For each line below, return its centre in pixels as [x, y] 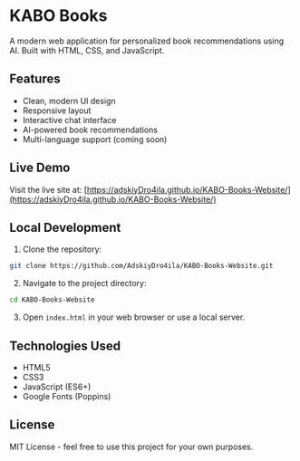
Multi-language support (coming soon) [95, 139]
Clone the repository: [62, 249]
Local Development [65, 227]
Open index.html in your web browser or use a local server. [134, 317]
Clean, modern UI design [69, 101]
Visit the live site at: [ [48, 189]
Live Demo [40, 168]
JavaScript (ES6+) [57, 387]
